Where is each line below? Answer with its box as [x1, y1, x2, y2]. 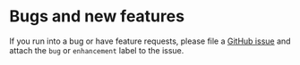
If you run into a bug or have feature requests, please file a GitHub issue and [9, 36, 291, 46]
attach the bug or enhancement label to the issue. [9, 45, 184, 55]
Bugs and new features [9, 6, 185, 27]
